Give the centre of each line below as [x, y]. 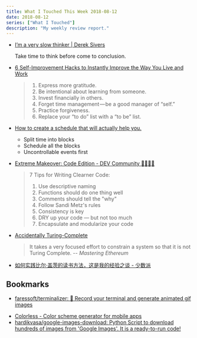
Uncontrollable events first [56, 152]
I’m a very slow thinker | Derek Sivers [60, 45]
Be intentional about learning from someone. [92, 91]
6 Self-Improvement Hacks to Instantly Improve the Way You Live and [99, 68]
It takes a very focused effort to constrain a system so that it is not [110, 247]
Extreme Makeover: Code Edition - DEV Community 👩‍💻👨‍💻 [85, 163]
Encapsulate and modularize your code [86, 224]
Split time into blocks [49, 140]
